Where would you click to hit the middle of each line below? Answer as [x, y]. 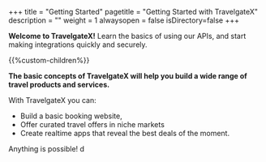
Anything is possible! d [47, 149]
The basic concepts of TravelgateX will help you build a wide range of [128, 76]
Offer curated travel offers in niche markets [92, 124]
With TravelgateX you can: [52, 100]
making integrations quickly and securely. [78, 45]
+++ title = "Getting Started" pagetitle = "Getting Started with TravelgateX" [133, 12]
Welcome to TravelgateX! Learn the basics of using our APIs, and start [127, 36]
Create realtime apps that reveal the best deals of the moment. [124, 133]
